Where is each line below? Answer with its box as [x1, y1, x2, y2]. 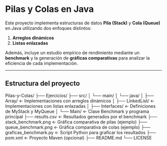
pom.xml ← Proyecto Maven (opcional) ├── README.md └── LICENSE [5, 135, 152, 141]
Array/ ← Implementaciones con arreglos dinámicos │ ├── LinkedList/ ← [5, 98, 155, 104]
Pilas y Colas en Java [5, 3, 94, 15]
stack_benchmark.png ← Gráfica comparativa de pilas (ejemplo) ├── [5, 119, 148, 125]
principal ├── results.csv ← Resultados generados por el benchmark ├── [5, 113, 158, 120]
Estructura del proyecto [5, 79, 81, 88]
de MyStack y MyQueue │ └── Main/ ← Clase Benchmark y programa [5, 108, 149, 114]
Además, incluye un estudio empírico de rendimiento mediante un [5, 50, 140, 56]
